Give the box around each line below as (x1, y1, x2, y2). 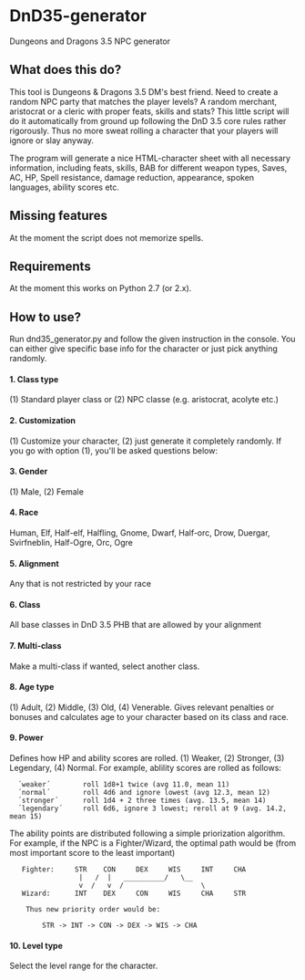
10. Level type (9, 940, 64, 951)
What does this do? (9, 62, 122, 78)
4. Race (9, 507, 39, 518)
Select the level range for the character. (9, 960, 158, 972)
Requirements (9, 258, 91, 274)
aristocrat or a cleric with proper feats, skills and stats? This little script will (9, 106, 290, 117)
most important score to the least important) (9, 848, 176, 859)
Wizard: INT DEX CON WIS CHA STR (21, 889, 247, 899)
